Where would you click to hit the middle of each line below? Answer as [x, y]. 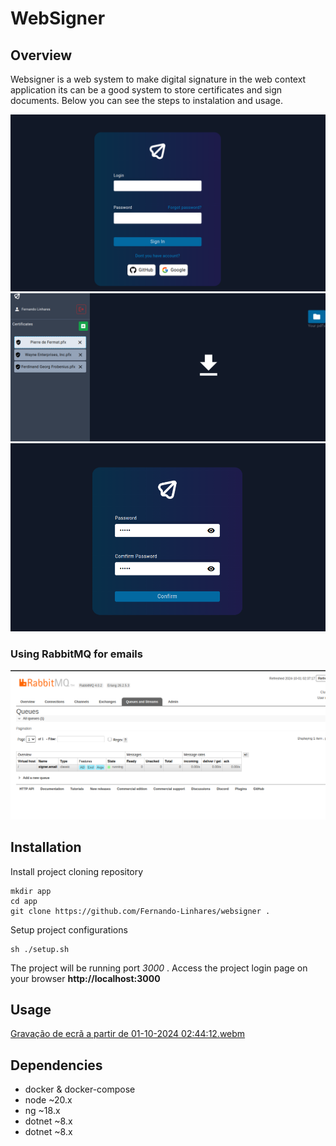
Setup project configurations [69, 929]
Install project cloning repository [77, 871]
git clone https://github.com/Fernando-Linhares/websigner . [140, 911]
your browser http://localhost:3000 [85, 978]
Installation [46, 847]
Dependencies [56, 1065]
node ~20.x [48, 1100]
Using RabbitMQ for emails [76, 654]
